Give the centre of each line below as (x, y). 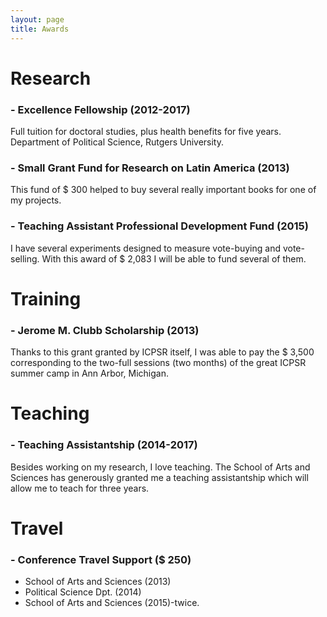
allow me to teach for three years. (80, 488)
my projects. (36, 200)
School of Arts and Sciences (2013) (98, 582)
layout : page (37, 19)
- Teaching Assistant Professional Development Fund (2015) (159, 226)
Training (46, 298)
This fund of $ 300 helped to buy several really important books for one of (163, 190)
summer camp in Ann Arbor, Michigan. (90, 373)
